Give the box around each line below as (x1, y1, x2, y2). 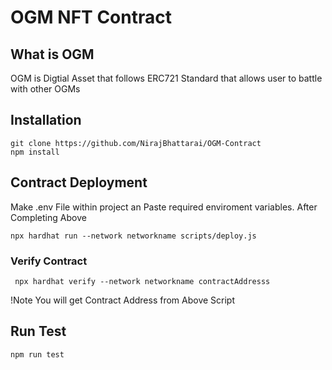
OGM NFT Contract (10, 6, 172, 29)
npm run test (10, 349, 65, 360)
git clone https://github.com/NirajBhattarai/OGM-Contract (10, 138, 262, 148)
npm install (10, 147, 60, 157)
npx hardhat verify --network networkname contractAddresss (14, 276, 271, 286)
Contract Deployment (10, 174, 148, 191)
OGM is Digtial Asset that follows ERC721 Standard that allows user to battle (10, 72, 323, 84)
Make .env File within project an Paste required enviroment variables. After (10, 201, 318, 213)
